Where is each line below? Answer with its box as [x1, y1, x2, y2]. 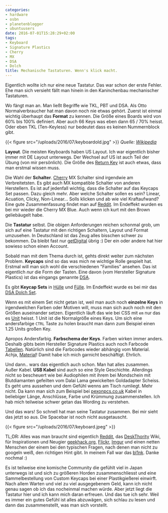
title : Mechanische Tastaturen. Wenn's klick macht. [5, 68, 118, 74]
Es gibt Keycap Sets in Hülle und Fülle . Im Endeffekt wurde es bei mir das [5, 284, 157, 290]
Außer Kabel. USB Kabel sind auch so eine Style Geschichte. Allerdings [5, 367, 153, 373]
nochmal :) [5, 455, 28, 461]
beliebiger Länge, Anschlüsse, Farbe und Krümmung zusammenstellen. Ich [5, 394, 160, 399]
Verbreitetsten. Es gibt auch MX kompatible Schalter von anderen [5, 180, 140, 186]
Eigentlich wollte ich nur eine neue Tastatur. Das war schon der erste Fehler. [5, 82, 162, 88]
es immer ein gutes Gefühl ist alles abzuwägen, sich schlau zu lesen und [5, 497, 155, 502]
